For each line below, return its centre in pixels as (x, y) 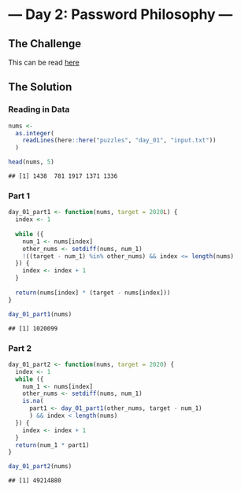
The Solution (40, 87)
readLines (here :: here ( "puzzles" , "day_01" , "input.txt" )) (119, 140)
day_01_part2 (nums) (40, 467)
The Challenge (45, 44)
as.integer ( (35, 133)
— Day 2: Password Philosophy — (120, 15)
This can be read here (44, 62)
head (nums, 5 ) (32, 162)
